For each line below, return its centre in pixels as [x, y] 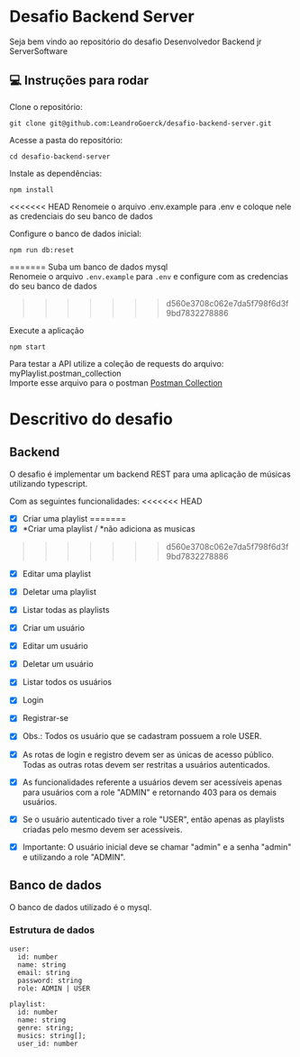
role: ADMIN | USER [54, 989]
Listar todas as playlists [66, 610]
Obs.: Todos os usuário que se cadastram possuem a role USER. [142, 736]
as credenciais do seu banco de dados [81, 216]
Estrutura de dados [52, 930]
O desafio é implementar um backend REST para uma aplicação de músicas [150, 474]
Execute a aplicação [47, 330]
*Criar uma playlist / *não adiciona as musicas [109, 528]
